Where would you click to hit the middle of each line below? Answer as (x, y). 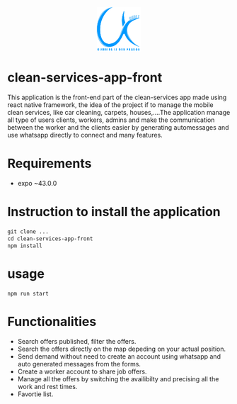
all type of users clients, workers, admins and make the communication (111, 120)
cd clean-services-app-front (50, 239)
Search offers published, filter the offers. (77, 341)
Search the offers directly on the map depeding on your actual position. (122, 349)
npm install (25, 246)
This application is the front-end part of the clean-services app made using (117, 97)
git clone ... (28, 231)
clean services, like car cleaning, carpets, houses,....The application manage (119, 112)
